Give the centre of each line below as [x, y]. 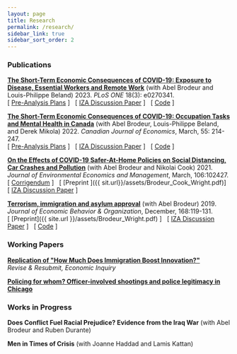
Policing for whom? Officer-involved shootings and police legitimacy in [114, 281]
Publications [29, 65]
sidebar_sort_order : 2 [41, 40]
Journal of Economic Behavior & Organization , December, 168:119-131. [110, 211]
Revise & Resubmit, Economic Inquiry [62, 267]
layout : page [27, 14]
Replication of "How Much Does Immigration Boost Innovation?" [104, 260]
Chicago [20, 289]
